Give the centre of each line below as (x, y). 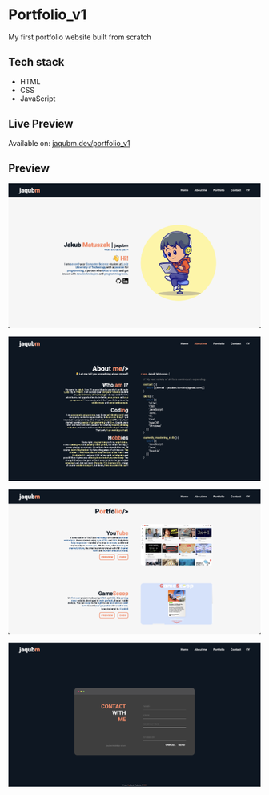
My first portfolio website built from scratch (80, 37)
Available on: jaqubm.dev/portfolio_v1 (69, 143)
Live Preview (41, 124)
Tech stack (36, 62)
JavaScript (38, 99)
